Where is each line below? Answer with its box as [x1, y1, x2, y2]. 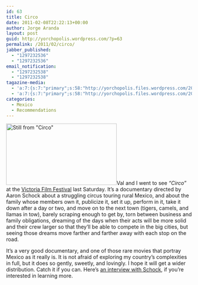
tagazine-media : [6, 80, 46, 86]
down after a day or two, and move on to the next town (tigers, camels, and [6, 204, 189, 212]
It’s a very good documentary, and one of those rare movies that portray [6, 247, 181, 254]
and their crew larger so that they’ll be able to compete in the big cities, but [6, 223, 189, 230]
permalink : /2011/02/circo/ [6, 42, 75, 48]
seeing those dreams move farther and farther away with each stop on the [6, 230, 187, 237]
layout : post [6, 31, 38, 37]
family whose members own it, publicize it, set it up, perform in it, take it [6, 198, 181, 206]
